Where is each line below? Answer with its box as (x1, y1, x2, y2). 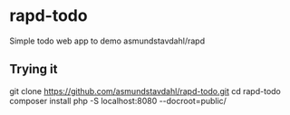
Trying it (9, 62, 58, 77)
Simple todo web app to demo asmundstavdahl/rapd (9, 35, 206, 46)
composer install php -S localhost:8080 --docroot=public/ (9, 95, 227, 106)
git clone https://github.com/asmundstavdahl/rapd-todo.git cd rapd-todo (9, 85, 281, 96)
